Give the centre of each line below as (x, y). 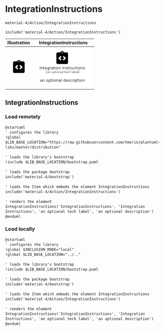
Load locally (20, 229)
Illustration (19, 43)
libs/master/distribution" (33, 147)
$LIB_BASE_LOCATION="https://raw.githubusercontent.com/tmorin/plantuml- (83, 142)
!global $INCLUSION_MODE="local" (40, 250)
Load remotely (23, 116)
